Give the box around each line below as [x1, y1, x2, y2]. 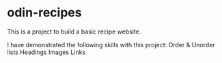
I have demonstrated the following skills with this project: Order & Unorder [7, 40, 215, 49]
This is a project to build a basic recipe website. [7, 27, 141, 36]
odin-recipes [7, 5, 82, 21]
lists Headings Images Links [7, 48, 86, 56]
